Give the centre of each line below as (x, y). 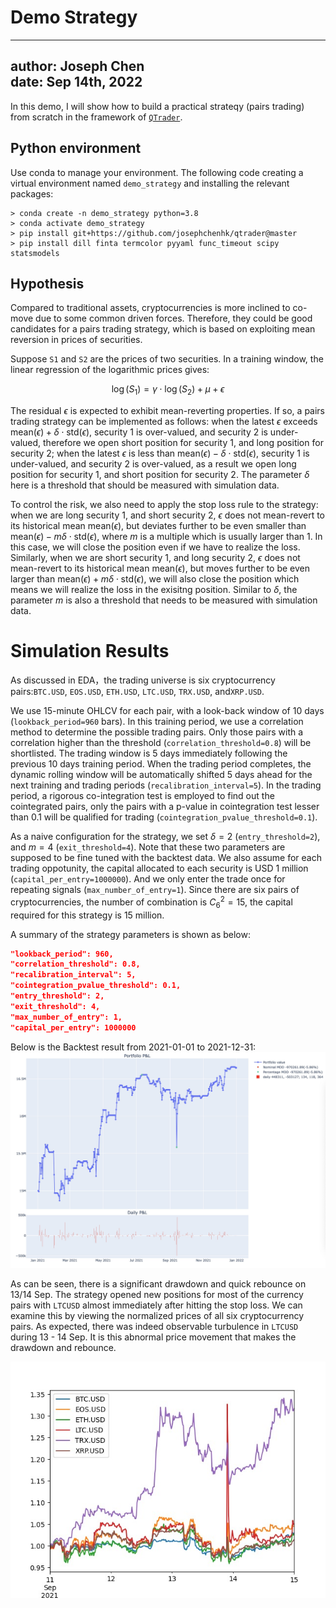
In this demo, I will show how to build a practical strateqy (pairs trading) (157, 106)
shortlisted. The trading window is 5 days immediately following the (149, 753)
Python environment (76, 148)
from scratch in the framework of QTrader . (96, 117)
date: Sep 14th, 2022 (76, 82)
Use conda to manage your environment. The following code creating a (157, 172)
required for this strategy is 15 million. (87, 915)
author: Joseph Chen (77, 66)
